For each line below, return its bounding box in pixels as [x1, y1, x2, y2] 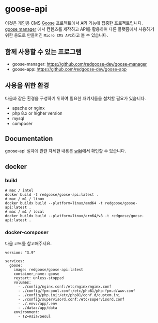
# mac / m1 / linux [5, 197, 45, 202]
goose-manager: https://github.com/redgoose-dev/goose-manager [12, 61, 147, 67]
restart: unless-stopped [14, 276, 64, 281]
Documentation [5, 135, 53, 143]
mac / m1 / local [9, 209, 45, 214]
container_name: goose [14, 272, 60, 276]
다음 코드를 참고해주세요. [5, 240, 52, 246]
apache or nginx [12, 105, 45, 111]
